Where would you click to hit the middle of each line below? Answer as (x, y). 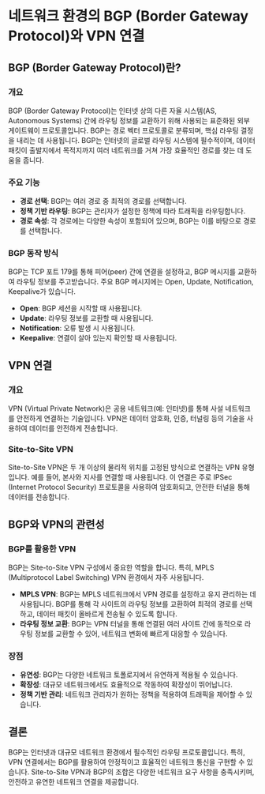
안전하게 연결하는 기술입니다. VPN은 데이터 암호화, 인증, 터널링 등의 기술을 (131, 419)
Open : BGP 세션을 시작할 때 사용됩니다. (81, 308)
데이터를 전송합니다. (39, 497)
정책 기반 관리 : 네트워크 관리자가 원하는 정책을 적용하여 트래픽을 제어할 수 (132, 694)
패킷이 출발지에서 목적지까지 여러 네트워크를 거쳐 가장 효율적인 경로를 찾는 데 (126, 150)
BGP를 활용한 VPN (42, 548)
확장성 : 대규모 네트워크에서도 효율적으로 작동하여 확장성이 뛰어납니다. (126, 685)
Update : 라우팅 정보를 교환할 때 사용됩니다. (86, 318)
